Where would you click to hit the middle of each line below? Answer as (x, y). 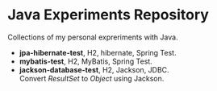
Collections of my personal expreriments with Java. (93, 37)
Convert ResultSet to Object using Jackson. (92, 78)
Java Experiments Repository (108, 15)
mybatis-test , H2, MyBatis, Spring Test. (86, 61)
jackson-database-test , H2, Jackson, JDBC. (94, 69)
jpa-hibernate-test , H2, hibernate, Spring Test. (98, 52)
